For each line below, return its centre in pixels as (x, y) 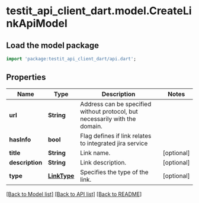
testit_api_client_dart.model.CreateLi (99, 11)
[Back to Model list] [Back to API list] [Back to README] (74, 194)
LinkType (61, 176)
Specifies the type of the (114, 172)
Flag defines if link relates (115, 136)
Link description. (103, 162)
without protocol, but (109, 111)
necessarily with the (108, 118)
